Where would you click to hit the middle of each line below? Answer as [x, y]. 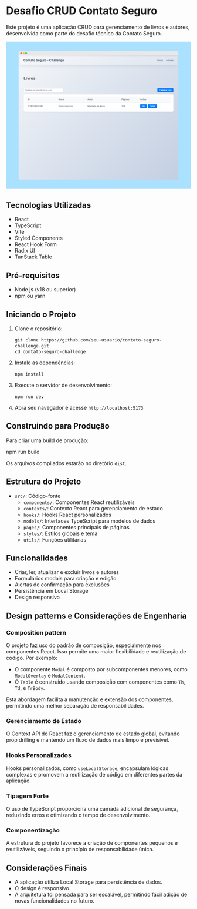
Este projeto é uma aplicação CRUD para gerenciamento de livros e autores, [98, 27]
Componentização [33, 830]
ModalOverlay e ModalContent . [50, 676]
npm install [29, 374]
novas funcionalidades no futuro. [55, 901]
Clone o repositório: [38, 329]
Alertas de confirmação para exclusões [62, 585]
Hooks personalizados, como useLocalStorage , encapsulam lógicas [87, 768]
